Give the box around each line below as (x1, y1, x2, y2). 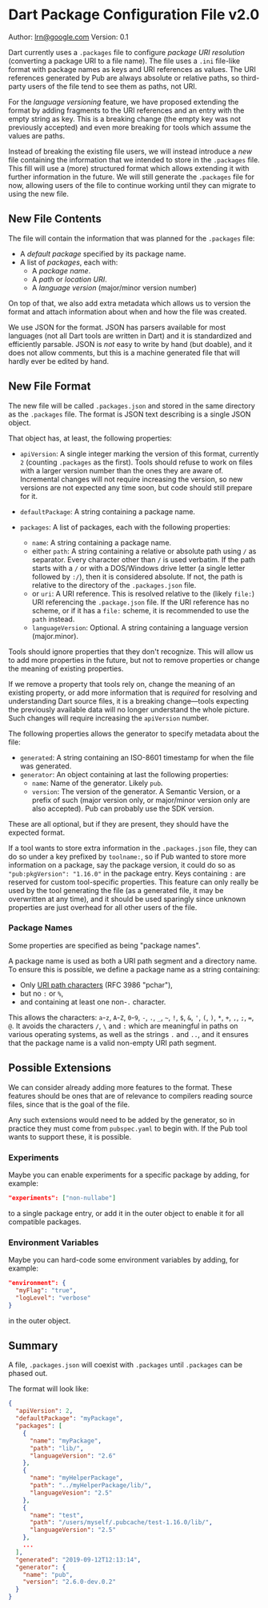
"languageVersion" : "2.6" (29, 1451, 116, 1460)
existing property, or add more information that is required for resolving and (8, 688, 258, 697)
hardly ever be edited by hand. (8, 356, 110, 365)
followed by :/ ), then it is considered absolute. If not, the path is (31, 572, 243, 581)
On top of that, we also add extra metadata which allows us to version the (8, 298, 251, 308)
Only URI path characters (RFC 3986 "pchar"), (19, 980, 174, 989)
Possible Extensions (8, 1061, 112, 1075)
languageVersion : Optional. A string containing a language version (31, 622, 249, 632)
